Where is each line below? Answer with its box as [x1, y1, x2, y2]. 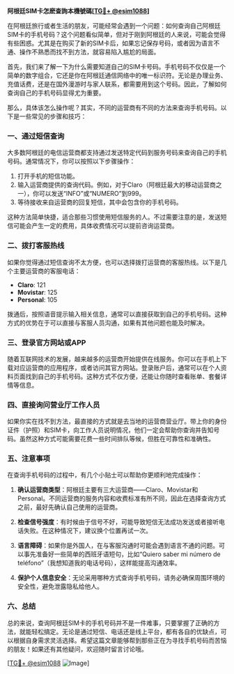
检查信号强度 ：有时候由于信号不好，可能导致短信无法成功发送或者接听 [17, 518, 219, 526]
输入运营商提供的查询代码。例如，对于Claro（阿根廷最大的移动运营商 [17, 181, 216, 189]
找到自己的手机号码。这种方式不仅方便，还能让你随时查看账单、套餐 [25, 372, 221, 381]
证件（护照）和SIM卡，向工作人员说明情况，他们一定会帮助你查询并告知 [7, 426, 214, 434]
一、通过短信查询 [7, 131, 65, 141]
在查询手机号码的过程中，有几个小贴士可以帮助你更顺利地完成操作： [7, 470, 203, 480]
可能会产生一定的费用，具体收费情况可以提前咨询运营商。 [13, 222, 178, 230]
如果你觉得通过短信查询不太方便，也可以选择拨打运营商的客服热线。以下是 [7, 258, 221, 266]
